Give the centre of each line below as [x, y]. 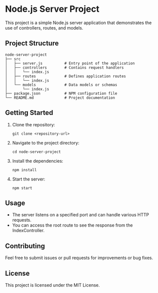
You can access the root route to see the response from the [72, 225]
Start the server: [29, 179]
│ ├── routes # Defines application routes [66, 76]
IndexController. [28, 231]
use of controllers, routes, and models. [44, 28]
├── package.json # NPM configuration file [61, 93]
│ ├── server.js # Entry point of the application [70, 63]
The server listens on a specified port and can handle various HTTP [80, 215]
